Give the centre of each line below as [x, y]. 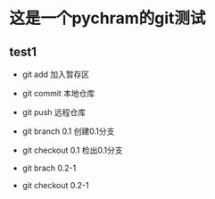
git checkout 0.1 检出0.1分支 [72, 150]
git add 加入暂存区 [56, 74]
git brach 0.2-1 [49, 168]
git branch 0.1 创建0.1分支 [68, 131]
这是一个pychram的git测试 [107, 18]
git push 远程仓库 [54, 112]
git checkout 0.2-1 [55, 185]
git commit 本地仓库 [58, 93]
